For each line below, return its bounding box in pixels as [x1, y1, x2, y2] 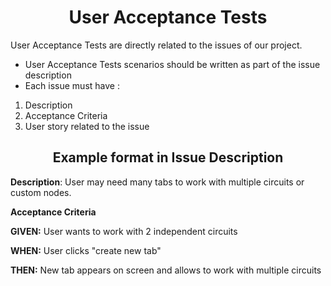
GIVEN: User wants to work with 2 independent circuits [10, 225, 238, 237]
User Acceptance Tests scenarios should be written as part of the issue [24, 58, 321, 70]
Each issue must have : [24, 79, 120, 91]
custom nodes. [10, 186, 72, 198]
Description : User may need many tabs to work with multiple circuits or [10, 176, 305, 188]
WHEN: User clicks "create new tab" [10, 244, 162, 256]
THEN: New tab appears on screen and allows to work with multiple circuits [10, 264, 322, 276]
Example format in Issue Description [52, 149, 284, 166]
